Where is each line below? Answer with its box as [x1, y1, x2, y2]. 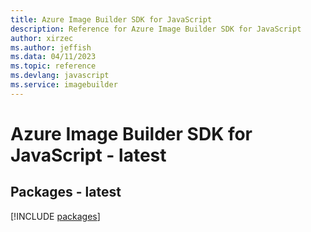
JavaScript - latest [10, 144, 167, 166]
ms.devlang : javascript [10, 71, 110, 81]
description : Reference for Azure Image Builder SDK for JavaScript [10, 24, 302, 34]
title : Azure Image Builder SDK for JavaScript [10, 14, 213, 25]
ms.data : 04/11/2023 [10, 52, 97, 62]
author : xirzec [10, 33, 74, 43]
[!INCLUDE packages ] [10, 210, 101, 222]
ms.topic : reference [10, 61, 97, 71]
